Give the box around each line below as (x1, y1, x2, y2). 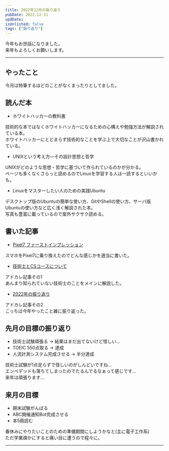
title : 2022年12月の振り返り (5, 7, 61, 13)
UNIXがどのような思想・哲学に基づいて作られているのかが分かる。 (5, 164, 144, 170)
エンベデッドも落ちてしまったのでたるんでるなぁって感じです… (5, 368, 137, 374)
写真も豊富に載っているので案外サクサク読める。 (5, 211, 107, 217)
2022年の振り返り (12, 291, 50, 297)
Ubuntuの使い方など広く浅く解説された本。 (5, 204, 96, 210)
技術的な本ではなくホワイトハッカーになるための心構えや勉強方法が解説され (5, 123, 164, 129)
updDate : (5, 17, 24, 22)
